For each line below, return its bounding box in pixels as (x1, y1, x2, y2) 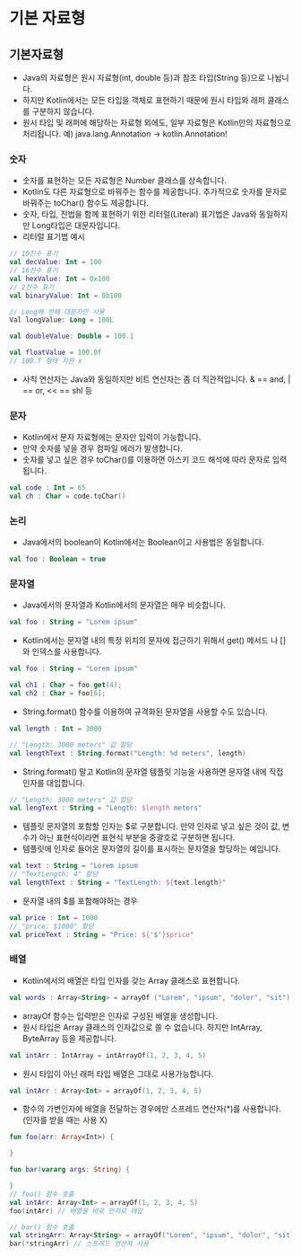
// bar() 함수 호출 (9, 1223, 74, 1232)
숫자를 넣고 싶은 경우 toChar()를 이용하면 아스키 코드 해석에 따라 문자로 (21, 455, 271, 465)
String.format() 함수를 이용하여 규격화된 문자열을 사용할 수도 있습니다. (21, 706, 269, 717)
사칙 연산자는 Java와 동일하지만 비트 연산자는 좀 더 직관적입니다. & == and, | (21, 374, 291, 385)
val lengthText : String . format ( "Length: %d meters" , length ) (9, 748, 246, 757)
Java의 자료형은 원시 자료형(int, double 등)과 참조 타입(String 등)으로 (21, 73, 266, 83)
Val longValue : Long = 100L (9, 315, 115, 324)
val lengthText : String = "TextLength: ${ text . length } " (9, 878, 227, 888)
